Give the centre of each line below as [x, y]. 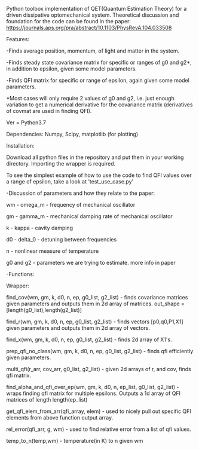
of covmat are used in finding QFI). [49, 111]
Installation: [20, 146]
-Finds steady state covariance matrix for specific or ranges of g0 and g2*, [99, 62]
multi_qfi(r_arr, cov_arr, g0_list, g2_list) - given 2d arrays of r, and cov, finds [99, 369]
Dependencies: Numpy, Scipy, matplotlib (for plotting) [72, 134]
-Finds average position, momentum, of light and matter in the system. [93, 51]
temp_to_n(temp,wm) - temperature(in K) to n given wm [75, 441]
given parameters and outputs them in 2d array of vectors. [78, 328]
